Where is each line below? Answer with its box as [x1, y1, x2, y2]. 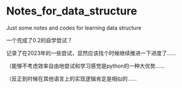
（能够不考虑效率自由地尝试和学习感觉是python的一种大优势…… [6, 62, 165, 69]
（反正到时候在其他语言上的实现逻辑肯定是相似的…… [6, 75, 137, 82]
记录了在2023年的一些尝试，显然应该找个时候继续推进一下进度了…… [6, 49, 177, 57]
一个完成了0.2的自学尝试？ [6, 36, 73, 43]
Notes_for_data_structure [6, 4, 137, 18]
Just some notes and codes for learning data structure [6, 24, 142, 31]
